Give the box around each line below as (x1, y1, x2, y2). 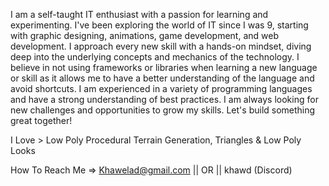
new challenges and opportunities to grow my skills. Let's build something (10, 104, 316, 116)
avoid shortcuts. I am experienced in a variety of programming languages (10, 83, 313, 94)
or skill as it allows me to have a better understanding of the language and (10, 72, 315, 84)
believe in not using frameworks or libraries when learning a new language (10, 62, 318, 73)
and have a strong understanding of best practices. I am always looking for (10, 94, 319, 105)
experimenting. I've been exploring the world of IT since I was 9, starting (10, 19, 309, 31)
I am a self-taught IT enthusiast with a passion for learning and (10, 9, 269, 20)
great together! (10, 115, 73, 126)
